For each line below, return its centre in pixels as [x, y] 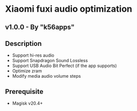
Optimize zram [27, 71]
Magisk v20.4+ [27, 103]
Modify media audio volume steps [46, 76]
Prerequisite [24, 91]
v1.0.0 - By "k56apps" [40, 27]
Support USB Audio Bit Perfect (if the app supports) [64, 66]
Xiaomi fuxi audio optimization [69, 9]
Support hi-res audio [33, 55]
